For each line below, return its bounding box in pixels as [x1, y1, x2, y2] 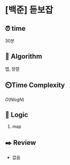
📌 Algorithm [5, 52, 43, 61]
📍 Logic [5, 111, 28, 119]
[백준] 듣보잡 [5, 4, 53, 16]
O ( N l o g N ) [5, 96, 24, 102]
